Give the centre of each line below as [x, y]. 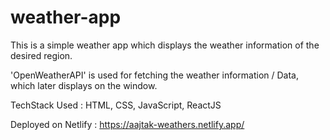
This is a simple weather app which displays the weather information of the [165, 45]
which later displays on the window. [84, 85]
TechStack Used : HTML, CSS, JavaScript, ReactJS [116, 105]
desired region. [41, 55]
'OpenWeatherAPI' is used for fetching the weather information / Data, [155, 75]
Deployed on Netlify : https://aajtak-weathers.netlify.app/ [127, 124]
